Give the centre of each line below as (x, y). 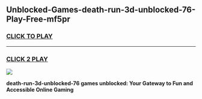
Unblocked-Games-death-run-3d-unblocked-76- (101, 10)
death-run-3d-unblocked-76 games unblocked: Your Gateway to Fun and (100, 83)
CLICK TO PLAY (29, 37)
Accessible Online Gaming (40, 89)
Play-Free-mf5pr (38, 19)
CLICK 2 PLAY (27, 59)
